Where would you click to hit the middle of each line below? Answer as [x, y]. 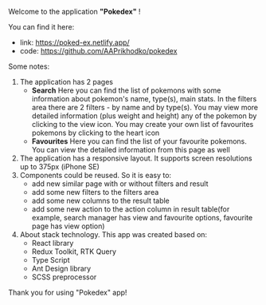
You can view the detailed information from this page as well [131, 150]
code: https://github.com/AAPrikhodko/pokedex [98, 51]
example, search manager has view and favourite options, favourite [142, 218]
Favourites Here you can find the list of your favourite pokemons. [139, 141]
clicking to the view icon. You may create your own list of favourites [143, 124]
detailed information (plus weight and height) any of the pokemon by [144, 116]
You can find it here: [41, 27]
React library [53, 243]
